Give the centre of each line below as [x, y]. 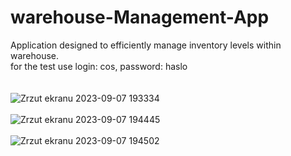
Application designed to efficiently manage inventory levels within [146, 45]
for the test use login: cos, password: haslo [99, 66]
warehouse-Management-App [140, 17]
